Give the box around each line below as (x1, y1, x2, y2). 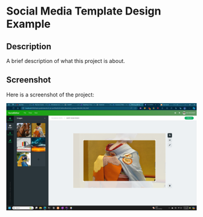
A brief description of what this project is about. (6, 58, 126, 64)
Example (6, 17, 51, 31)
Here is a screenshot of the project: (6, 91, 95, 98)
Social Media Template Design (6, 4, 161, 18)
